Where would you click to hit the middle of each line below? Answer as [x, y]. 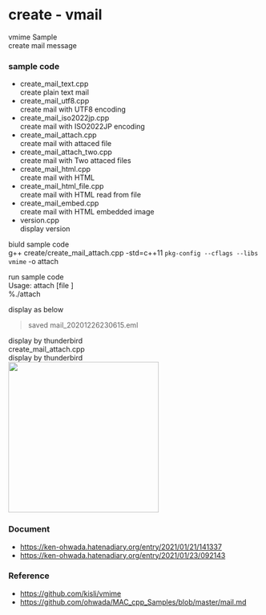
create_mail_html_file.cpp [62, 186]
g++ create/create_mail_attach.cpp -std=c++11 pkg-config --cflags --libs [133, 253]
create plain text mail [54, 92]
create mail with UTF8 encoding [73, 109]
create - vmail [55, 15]
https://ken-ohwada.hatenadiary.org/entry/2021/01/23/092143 [123, 555]
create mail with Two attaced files [75, 161]
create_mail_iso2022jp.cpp [64, 118]
